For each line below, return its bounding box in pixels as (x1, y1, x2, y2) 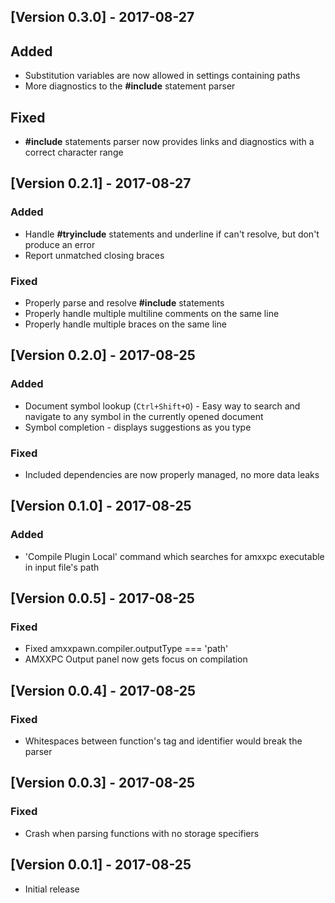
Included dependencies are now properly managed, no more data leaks (24, 468, 320, 480)
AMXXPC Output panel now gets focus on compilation (24, 653, 248, 665)
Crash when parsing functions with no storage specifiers (24, 827, 260, 839)
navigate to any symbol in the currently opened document (24, 410, 264, 422)
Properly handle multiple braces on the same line (24, 318, 227, 330)
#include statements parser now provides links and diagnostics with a (24, 136, 315, 148)
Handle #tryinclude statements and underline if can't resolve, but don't (24, 228, 320, 240)
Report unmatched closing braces (24, 249, 165, 261)
